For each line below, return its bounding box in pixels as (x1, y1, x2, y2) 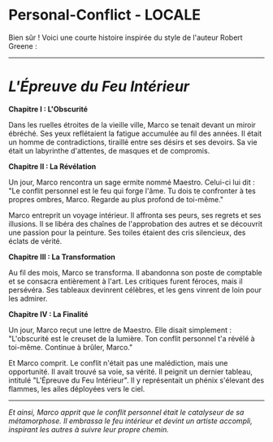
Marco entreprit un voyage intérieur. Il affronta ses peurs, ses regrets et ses (8, 210, 262, 220)
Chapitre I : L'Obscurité (8, 104, 88, 114)
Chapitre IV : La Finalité (8, 309, 89, 318)
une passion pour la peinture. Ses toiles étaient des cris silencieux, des (8, 227, 246, 237)
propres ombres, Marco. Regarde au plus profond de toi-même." (8, 194, 224, 204)
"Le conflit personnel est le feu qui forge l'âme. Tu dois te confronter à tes (8, 185, 256, 196)
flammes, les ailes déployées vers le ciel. (8, 383, 145, 393)
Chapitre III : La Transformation (8, 252, 115, 262)
